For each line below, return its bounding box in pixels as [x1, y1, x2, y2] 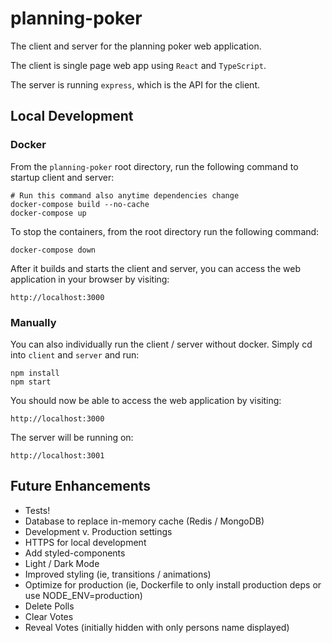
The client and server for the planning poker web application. [10, 40, 262, 52]
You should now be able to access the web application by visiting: [10, 394, 282, 406]
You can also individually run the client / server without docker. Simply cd [10, 338, 313, 350]
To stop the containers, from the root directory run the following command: [10, 225, 320, 237]
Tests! [24, 504, 51, 516]
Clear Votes [24, 610, 74, 622]
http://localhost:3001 [10, 450, 105, 461]
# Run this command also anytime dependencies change [10, 190, 240, 201]
